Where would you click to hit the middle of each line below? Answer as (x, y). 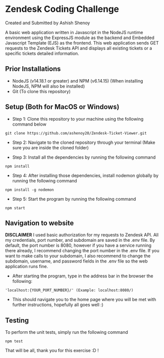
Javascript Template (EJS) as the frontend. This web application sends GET (82, 43)
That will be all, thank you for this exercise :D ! (52, 351)
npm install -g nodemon (30, 190)
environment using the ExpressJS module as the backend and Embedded (80, 38)
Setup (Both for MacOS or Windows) (62, 107)
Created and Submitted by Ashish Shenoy (48, 23)
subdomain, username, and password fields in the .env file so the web (77, 261)
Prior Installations (33, 69)
